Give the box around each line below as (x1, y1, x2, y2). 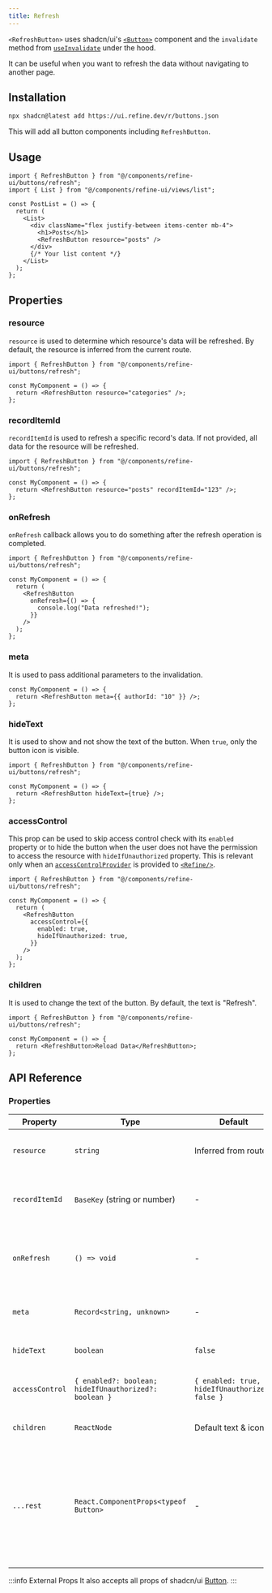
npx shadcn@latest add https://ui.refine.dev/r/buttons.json (8, 112, 219, 120)
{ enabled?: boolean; (74, 1376, 158, 1386)
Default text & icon (193, 1422, 265, 1433)
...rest (12, 1501, 42, 1510)
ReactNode (74, 1423, 113, 1432)
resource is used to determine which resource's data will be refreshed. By (8, 336, 255, 346)
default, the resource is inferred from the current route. (8, 344, 192, 354)
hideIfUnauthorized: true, (37, 932, 129, 941)
